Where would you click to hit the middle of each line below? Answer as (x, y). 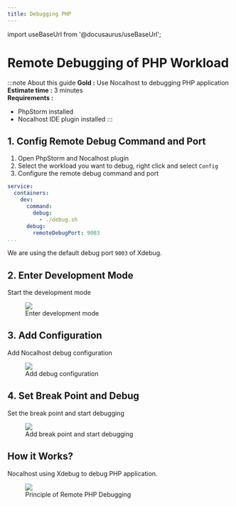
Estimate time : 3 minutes (45, 90)
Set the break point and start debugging (66, 413)
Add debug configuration (62, 373)
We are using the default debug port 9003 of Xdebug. (85, 253)
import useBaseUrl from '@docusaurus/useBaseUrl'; (84, 34)
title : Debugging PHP (39, 14)
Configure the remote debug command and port (88, 173)
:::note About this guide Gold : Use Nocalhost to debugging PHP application (118, 82)
